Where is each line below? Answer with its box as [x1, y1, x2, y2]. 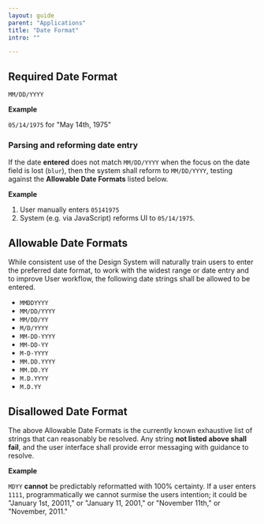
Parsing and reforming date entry [8, 139, 139, 150]
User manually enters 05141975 [19, 205, 120, 214]
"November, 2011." [8, 507, 69, 516]
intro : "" [8, 33, 41, 42]
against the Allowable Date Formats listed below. [8, 175, 169, 184]
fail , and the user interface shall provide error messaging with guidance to [8, 442, 249, 451]
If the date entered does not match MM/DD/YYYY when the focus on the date [8, 157, 251, 167]
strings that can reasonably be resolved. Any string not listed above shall [8, 434, 247, 443]
